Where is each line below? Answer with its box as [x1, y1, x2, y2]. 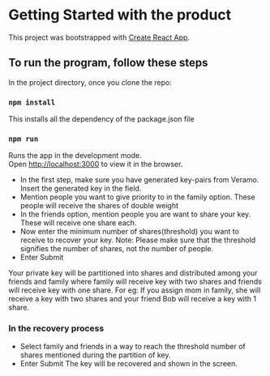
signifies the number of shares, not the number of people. [19, 244, 213, 254]
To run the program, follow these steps [8, 56, 208, 70]
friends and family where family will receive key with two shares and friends [8, 277, 262, 287]
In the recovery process [8, 323, 105, 334]
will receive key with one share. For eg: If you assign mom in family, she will [8, 285, 261, 295]
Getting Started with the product [8, 6, 232, 24]
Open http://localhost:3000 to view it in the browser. [8, 160, 183, 169]
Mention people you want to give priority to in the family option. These [19, 192, 255, 202]
